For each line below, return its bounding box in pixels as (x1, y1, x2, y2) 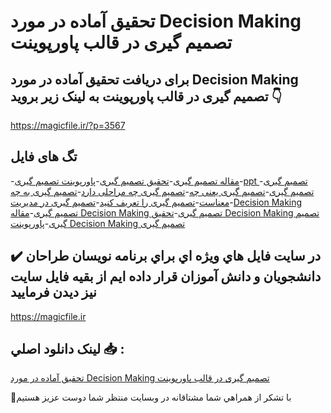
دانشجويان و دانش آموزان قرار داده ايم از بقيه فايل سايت (10, 268, 322, 285)
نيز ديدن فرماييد (10, 284, 97, 301)
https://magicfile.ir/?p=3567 (10, 120, 126, 131)
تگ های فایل (10, 148, 78, 165)
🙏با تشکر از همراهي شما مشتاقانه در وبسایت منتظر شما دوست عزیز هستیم (10, 391, 292, 404)
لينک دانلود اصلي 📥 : (10, 341, 125, 358)
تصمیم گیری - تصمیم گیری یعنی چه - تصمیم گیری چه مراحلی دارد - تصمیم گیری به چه (10, 185, 315, 197)
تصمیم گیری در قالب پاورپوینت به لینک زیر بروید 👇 (10, 88, 283, 105)
